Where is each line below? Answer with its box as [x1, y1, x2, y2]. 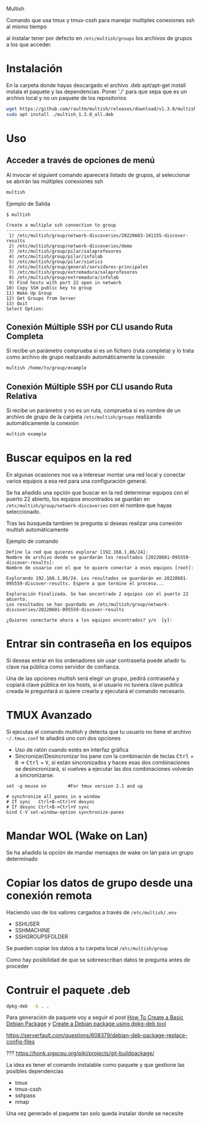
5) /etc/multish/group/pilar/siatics [8, 258, 103, 265]
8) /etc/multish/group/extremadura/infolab [8, 274, 119, 280]
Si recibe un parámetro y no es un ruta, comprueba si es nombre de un [6, 407, 181, 414]
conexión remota [6, 889, 93, 902]
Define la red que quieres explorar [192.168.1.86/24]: [6, 549, 148, 555]
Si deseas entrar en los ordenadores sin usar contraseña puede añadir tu [6, 657, 186, 664]
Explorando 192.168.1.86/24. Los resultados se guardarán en [6, 575, 162, 581]
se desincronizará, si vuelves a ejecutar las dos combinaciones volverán [14, 765, 193, 772]
